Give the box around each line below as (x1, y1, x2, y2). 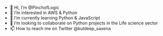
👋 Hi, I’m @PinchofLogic (9, 5, 59, 10)
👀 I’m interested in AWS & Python (9, 10, 78, 16)
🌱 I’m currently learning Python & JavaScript (9, 15, 101, 20)
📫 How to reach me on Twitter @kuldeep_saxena (9, 26, 111, 31)
